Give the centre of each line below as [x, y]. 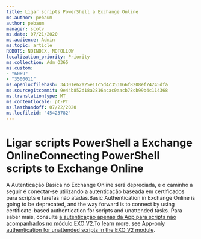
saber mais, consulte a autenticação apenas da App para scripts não [91, 217]
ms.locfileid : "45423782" [39, 113]
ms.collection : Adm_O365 [37, 62]
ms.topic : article [29, 46]
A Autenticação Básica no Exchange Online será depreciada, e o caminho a [100, 185]
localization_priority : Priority [48, 57]
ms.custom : [20, 68]
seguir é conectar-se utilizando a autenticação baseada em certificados [95, 191]
